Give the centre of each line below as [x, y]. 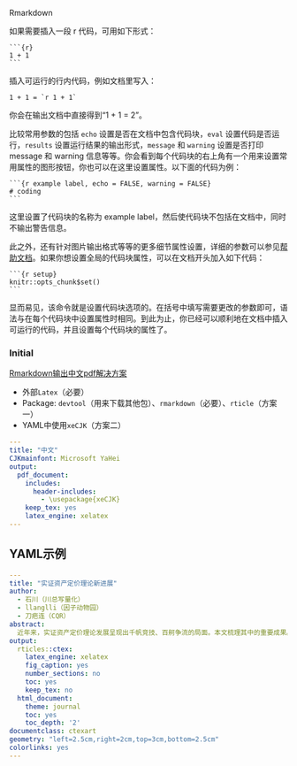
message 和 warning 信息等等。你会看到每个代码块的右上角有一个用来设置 [145, 156]
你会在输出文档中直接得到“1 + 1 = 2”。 [78, 115]
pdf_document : [43, 475]
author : [23, 592]
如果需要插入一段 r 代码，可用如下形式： [83, 31]
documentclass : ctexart [53, 732]
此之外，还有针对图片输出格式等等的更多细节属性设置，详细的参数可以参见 [145, 246]
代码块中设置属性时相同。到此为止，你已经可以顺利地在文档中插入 [168, 318]
